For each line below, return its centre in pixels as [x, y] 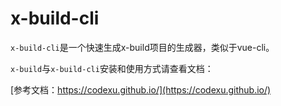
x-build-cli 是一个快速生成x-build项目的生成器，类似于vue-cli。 [142, 47]
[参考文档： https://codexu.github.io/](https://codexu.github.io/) [141, 89]
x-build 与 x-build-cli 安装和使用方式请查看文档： [112, 68]
